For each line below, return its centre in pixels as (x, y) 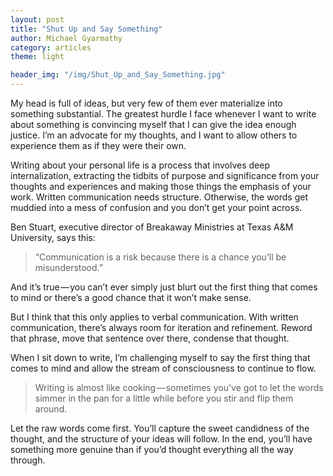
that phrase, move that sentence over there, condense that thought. (150, 338)
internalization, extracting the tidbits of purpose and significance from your (165, 175)
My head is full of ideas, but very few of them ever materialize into (146, 103)
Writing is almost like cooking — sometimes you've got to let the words (179, 387)
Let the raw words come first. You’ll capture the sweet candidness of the (160, 428)
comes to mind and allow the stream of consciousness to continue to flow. (163, 368)
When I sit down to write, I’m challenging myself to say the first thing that (160, 357)
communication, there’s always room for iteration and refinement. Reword (161, 327)
